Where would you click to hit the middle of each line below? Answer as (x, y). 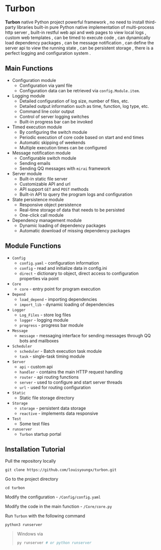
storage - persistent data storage (53, 408)
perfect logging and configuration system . (48, 53)
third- (151, 22)
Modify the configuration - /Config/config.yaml (53, 497)
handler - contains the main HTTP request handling (71, 372)
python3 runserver (24, 525)
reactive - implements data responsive (59, 413)
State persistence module (38, 199)
